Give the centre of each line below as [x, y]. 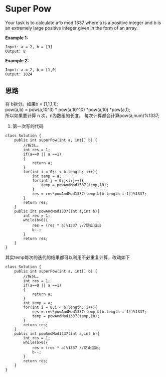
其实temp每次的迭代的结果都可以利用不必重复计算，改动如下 [68, 257]
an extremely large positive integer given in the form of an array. [71, 28]
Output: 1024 [19, 74]
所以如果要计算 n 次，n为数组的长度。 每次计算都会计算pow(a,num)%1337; [82, 115]
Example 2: [17, 60]
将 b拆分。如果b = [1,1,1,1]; [32, 104]
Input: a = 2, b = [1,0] [31, 70]
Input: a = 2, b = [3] [29, 47]
